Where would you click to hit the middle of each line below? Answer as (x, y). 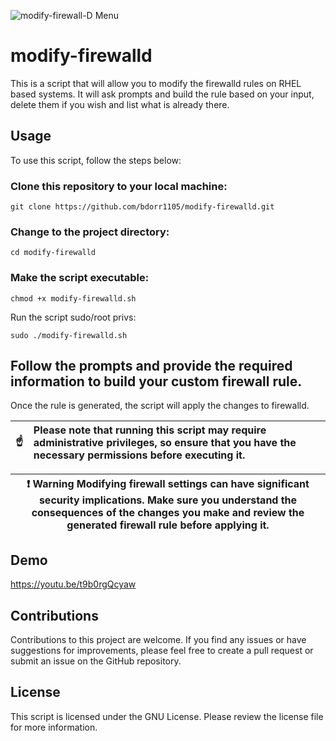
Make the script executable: (80, 278)
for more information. (54, 727)
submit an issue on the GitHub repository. (96, 661)
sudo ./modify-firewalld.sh (69, 335)
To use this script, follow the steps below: (96, 160)
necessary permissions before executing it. (139, 455)
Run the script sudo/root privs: (73, 317)
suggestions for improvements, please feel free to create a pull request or (162, 651)
